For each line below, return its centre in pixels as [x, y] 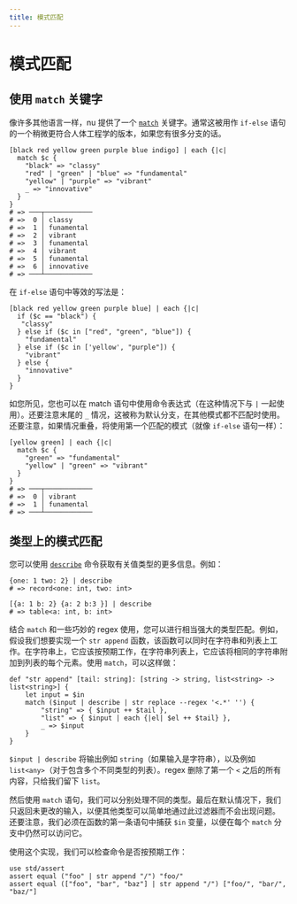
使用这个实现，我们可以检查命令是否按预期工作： [98, 852]
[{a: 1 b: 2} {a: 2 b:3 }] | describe [80, 604]
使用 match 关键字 [56, 100]
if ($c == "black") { [57, 316]
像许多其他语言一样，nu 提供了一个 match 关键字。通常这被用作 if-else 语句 [148, 122]
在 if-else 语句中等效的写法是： [68, 291]
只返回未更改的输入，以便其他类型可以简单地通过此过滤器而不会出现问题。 [145, 811]
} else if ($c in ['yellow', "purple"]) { [96, 347]
